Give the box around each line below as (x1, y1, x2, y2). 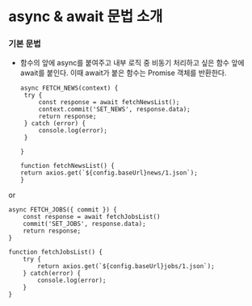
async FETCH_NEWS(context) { (19, 84, 119, 93)
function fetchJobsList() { (8, 248, 103, 257)
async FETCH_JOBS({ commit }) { (8, 206, 117, 214)
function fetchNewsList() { (19, 162, 115, 170)
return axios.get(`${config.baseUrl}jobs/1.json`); (37, 262, 216, 270)
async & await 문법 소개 (8, 7, 163, 26)
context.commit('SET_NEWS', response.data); (38, 106, 191, 114)
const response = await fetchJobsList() (23, 213, 161, 221)
